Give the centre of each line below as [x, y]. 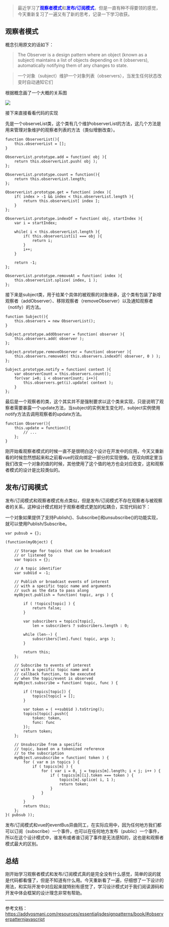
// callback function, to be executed [55, 674]
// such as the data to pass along [52, 591]
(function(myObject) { [29, 542]
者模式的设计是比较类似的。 [34, 470]
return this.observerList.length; [50, 179]
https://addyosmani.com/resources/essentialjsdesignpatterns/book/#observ [84, 914]
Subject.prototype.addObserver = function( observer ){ [65, 334]
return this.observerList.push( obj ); [56, 161]
